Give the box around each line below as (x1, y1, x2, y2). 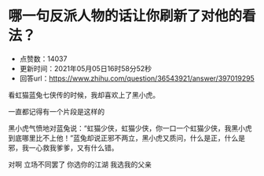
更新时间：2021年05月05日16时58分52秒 (19, 63, 152, 73)
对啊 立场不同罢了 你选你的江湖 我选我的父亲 (8, 160, 152, 169)
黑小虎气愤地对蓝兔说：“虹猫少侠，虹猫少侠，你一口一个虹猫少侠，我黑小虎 (8, 123, 253, 133)
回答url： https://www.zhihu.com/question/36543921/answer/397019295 (19, 74, 255, 83)
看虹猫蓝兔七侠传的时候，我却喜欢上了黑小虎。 (8, 90, 159, 99)
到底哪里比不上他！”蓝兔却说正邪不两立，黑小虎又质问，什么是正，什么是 (8, 133, 246, 142)
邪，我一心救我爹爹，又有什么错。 (8, 142, 119, 153)
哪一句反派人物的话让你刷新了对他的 (8, 7, 243, 25)
